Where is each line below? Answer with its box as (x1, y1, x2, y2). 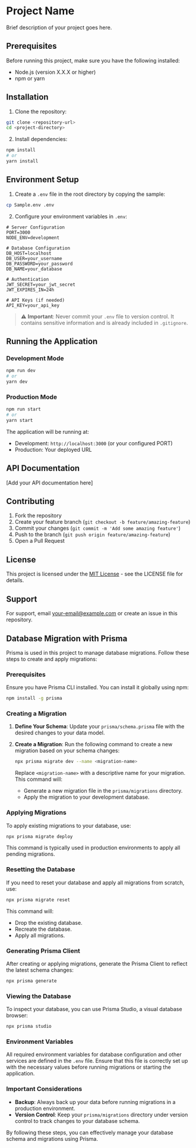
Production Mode (6, 393, 58, 401)
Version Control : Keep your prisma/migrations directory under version (14, 1111, 188, 1118)
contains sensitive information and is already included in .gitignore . (20, 319, 188, 326)
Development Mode (6, 354, 64, 362)
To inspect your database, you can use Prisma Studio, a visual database (6, 1006, 182, 1013)
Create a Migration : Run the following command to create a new (14, 741, 173, 748)
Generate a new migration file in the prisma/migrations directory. (23, 787, 183, 794)
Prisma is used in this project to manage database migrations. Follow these (6, 649, 189, 656)
